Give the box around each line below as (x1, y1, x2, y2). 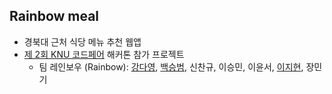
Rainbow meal (9, 8, 100, 25)
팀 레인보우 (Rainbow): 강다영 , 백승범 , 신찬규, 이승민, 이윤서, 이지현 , (38, 60, 304, 73)
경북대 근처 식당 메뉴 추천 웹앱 (23, 35, 142, 48)
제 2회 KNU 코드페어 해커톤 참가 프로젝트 (23, 48, 185, 60)
